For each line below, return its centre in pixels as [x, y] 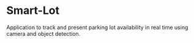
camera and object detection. [43, 33]
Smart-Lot [33, 11]
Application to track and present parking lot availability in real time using [97, 27]
